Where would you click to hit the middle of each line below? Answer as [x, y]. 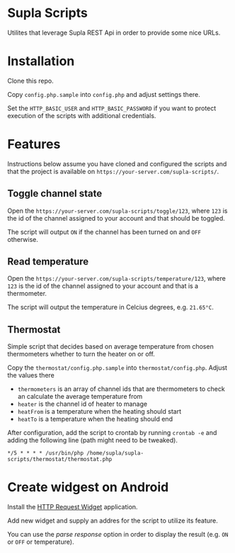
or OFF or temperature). [41, 542]
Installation [41, 61]
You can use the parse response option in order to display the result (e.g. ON [118, 535]
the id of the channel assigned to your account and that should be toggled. [116, 218]
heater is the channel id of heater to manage [82, 404]
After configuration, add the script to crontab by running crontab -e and [112, 433]
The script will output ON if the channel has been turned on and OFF [104, 232]
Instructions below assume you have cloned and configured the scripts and [117, 163]
